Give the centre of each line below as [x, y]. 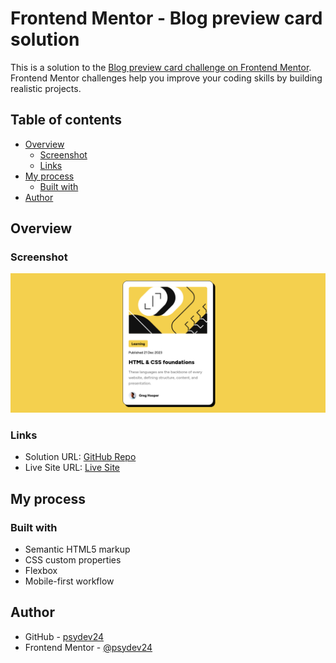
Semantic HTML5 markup [77, 549]
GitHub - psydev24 [64, 636]
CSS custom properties [73, 559]
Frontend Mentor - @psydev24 [88, 647]
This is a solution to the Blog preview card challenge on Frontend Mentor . [161, 67]
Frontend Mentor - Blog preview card [166, 18]
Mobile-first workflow [69, 581]
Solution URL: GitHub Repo [80, 457]
